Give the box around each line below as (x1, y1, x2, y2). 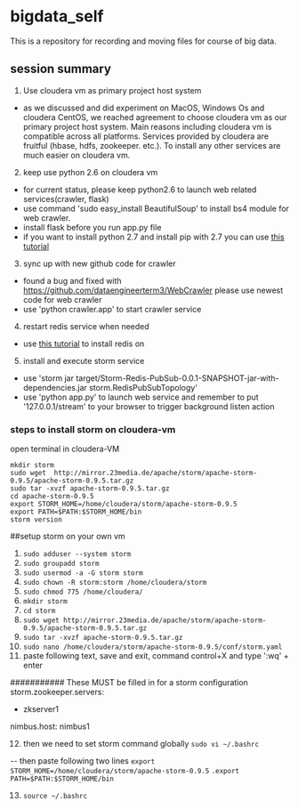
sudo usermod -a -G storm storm (22, 569, 143, 578)
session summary (10, 61, 112, 77)
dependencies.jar (22, 382, 88, 392)
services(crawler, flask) (22, 193, 109, 204)
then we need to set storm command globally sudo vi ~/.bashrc (22, 739, 260, 749)
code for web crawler (22, 294, 102, 304)
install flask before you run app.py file (22, 222, 162, 232)
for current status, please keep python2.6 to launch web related (22, 184, 257, 195)
